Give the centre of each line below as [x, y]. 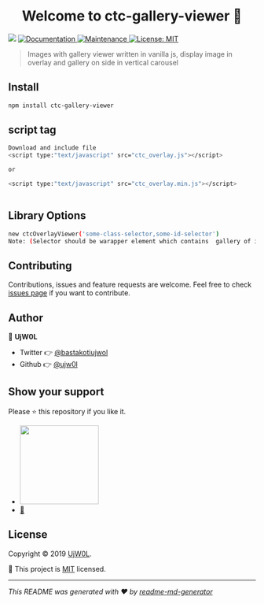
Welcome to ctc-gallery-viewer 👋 [132, 16]
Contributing [40, 266]
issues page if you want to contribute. [70, 293]
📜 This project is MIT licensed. [57, 569]
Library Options [47, 216]
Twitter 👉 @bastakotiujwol [64, 352]
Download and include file [52, 148]
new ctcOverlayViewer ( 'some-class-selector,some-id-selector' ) [114, 234]
